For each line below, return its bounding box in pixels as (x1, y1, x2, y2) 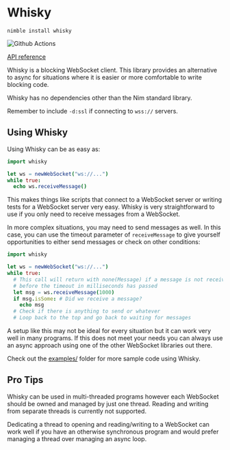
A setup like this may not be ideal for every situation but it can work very (7, 327, 212, 334)
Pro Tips (7, 374, 44, 386)
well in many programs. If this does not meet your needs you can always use (7, 334, 223, 342)
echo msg (19, 302, 44, 308)
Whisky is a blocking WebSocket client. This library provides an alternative (7, 66, 218, 74)
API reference (7, 53, 47, 61)
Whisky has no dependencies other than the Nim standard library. (7, 94, 193, 102)
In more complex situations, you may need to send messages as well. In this (7, 224, 221, 232)
